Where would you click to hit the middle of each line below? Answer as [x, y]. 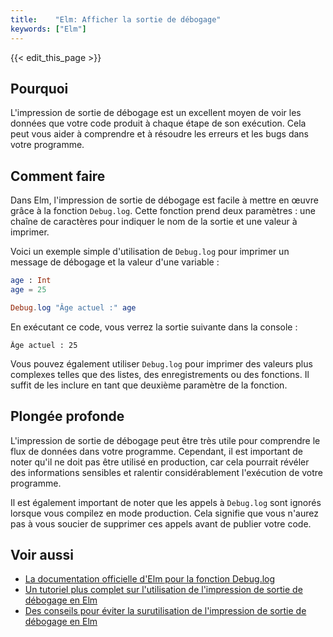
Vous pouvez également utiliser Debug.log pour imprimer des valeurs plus [161, 363]
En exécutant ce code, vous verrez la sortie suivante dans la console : [154, 327]
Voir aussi [42, 554]
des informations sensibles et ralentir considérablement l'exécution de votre [167, 472]
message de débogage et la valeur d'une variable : [115, 262]
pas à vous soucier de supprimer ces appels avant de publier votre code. [161, 523]
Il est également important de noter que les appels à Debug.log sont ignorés [166, 502]
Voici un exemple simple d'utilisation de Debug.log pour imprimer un [150, 252]
